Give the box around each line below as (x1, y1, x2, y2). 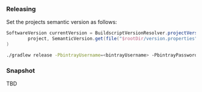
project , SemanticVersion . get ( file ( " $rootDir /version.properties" (28, 35, 198, 42)
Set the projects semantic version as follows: (6, 19, 117, 26)
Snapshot (6, 66, 35, 75)
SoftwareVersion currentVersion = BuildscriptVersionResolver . (6, 30, 168, 36)
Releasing (6, 5, 36, 13)
